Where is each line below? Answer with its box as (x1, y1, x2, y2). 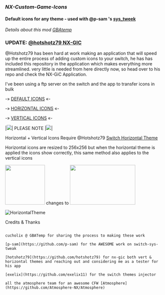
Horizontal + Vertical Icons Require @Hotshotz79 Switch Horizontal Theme (5, 135, 158, 141)
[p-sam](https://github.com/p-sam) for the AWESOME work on (5, 242, 132, 247)
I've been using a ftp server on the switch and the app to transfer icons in (5, 81, 155, 87)
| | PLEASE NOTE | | (5, 125, 53, 131)
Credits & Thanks (5, 219, 41, 225)
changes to (46, 200, 69, 206)
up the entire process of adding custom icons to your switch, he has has (5, 56, 153, 61)
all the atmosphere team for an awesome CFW (5, 281, 99, 286)
